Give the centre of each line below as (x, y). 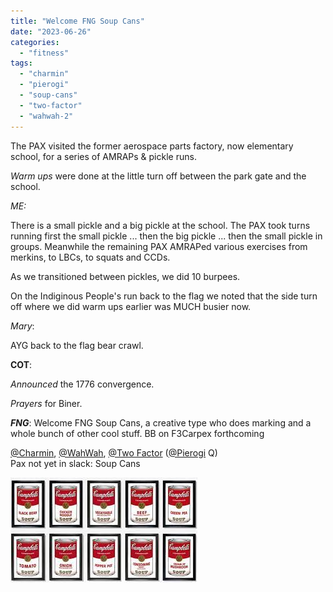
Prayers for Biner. (46, 403)
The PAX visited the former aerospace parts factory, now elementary (152, 146)
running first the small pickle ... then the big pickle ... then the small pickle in (166, 236)
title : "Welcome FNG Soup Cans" (77, 21)
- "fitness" (44, 53)
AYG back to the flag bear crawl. (77, 345)
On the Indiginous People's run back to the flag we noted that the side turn (164, 296)
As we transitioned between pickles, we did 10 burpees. (125, 276)
